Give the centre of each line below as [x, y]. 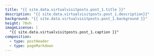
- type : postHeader [29, 41]
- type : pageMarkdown [32, 46]
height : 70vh [18, 23]
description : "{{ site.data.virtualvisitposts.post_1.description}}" [77, 14]
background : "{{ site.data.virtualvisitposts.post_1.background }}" [76, 19]
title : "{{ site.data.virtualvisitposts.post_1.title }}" [65, 9]
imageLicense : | [22, 28]
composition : [18, 37]
